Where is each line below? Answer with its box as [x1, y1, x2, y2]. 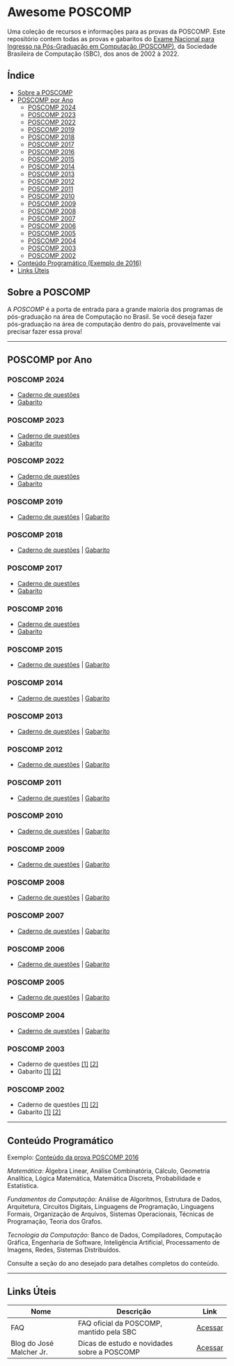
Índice [7, 70, 35, 82]
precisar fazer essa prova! [7, 327, 82, 336]
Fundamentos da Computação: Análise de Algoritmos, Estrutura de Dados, [7, 1195, 222, 1203]
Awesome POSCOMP [7, 4, 132, 20]
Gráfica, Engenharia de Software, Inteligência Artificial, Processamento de [7, 1238, 220, 1246]
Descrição [116, 1306, 152, 1316]
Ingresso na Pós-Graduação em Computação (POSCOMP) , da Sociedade [7, 42, 217, 50]
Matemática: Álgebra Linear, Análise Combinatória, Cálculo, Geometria [7, 1166, 210, 1175]
